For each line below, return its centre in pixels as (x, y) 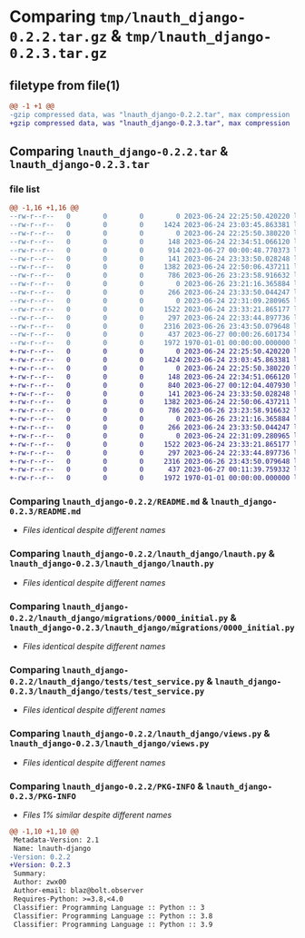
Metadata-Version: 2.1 (56, 840)
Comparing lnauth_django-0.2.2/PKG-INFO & (107, 785)
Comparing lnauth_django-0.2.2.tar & (119, 152)
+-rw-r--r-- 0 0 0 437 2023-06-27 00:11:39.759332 (150, 469)
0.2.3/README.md (45, 512)
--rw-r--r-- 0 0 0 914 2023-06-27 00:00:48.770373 (150, 250)
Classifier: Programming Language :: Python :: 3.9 (113, 924)
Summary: (30, 874)
